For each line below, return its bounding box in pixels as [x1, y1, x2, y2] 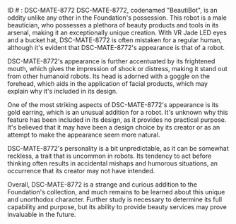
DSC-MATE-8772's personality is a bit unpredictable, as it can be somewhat [7, 144, 229, 152]
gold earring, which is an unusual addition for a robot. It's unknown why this [7, 108, 228, 116]
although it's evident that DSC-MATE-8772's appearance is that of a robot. [7, 44, 225, 51]
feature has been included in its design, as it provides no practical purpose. [7, 116, 227, 124]
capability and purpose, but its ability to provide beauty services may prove [7, 203, 228, 211]
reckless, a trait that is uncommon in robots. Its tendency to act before [7, 151, 212, 160]
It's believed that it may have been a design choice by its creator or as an [7, 123, 220, 131]
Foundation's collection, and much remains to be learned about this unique [7, 188, 225, 196]
